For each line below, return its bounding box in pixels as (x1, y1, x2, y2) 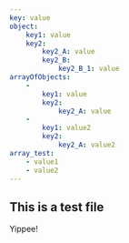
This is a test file (9, 199, 104, 215)
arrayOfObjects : (9, 73, 71, 82)
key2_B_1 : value (57, 65, 120, 74)
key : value (9, 13, 51, 23)
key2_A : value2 (57, 140, 116, 149)
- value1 (25, 157, 59, 167)
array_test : (9, 148, 55, 157)
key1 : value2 (42, 124, 92, 133)
